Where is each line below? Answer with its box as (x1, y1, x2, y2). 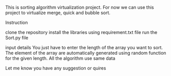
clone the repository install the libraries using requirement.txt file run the (5, 29, 157, 35)
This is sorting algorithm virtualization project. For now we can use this (5, 5, 154, 10)
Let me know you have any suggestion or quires (5, 65, 106, 71)
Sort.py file (5, 35, 29, 41)
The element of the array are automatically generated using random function (5, 50, 166, 56)
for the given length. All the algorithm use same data (5, 55, 116, 61)
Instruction (5, 20, 28, 25)
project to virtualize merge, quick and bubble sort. (5, 10, 111, 16)
